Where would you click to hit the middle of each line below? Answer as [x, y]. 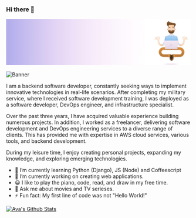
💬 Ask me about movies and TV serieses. [64, 189]
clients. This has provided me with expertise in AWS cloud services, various [98, 135]
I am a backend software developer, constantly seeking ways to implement [96, 86]
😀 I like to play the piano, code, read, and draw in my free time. [91, 183]
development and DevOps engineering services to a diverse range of [89, 129]
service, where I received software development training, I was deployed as [97, 99]
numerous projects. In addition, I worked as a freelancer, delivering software [98, 122]
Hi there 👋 [21, 9]
